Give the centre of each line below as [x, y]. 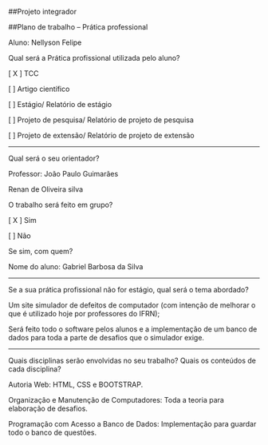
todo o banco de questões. [53, 432]
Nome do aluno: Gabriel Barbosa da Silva [76, 266]
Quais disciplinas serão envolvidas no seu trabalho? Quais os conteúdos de [132, 360]
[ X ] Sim [23, 220]
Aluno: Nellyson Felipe [45, 42]
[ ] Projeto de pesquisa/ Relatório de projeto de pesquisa [101, 120]
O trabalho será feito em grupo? [61, 205]
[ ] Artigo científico [39, 89]
